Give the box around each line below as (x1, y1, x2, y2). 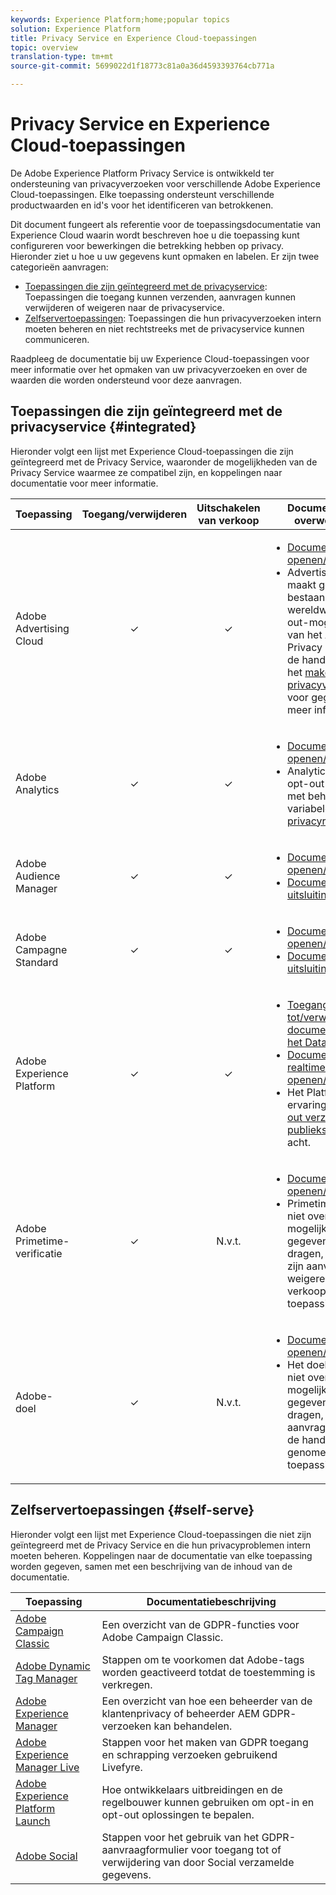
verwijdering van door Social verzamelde (101, 1855, 295, 1869)
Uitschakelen (196, 501, 261, 515)
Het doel (286, 1357, 328, 1371)
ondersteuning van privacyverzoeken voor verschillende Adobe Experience (10, 177, 321, 190)
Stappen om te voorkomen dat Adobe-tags (101, 1652, 305, 1666)
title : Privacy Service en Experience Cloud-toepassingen (10, 33, 257, 43)
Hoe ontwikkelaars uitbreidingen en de (101, 1782, 283, 1796)
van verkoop (198, 513, 260, 527)
